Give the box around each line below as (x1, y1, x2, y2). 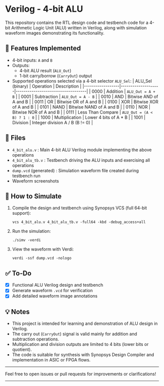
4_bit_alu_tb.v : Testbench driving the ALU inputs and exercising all (12, 157, 150, 163)
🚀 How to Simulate (5, 192, 62, 200)
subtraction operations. (12, 336, 60, 342)
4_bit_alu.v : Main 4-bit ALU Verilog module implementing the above (12, 147, 152, 153)
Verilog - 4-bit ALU (5, 3, 83, 15)
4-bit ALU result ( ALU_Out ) (19, 68, 72, 73)
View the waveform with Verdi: (12, 246, 74, 252)
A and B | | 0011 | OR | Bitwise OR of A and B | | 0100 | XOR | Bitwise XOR (12, 99, 159, 105)
